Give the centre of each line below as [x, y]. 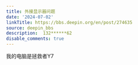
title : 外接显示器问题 [31, 11]
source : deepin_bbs [30, 28]
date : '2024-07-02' [30, 17]
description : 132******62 [39, 33]
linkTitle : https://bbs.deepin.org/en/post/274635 [69, 22]
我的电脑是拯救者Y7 [30, 56]
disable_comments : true [35, 39]
